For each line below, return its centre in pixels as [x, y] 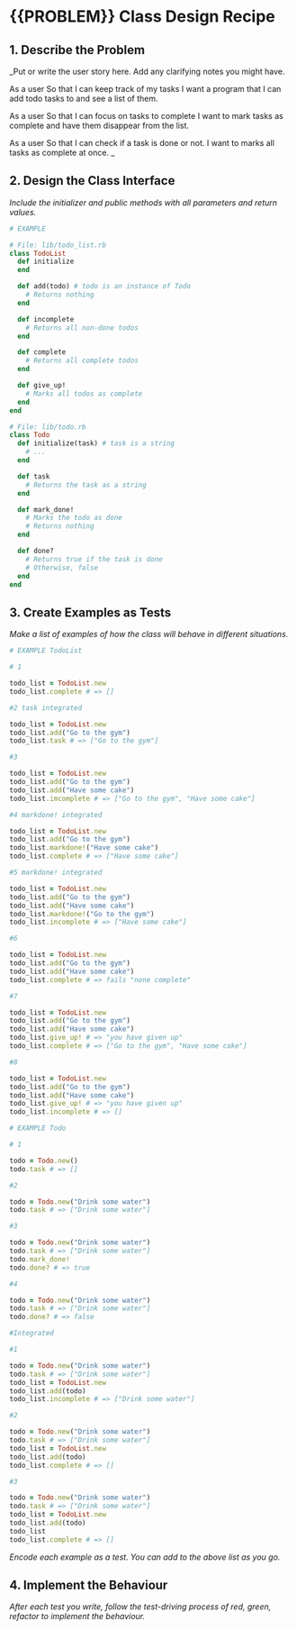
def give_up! [42, 386]
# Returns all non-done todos [82, 328]
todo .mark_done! [40, 1259]
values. [23, 212]
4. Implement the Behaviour [89, 1585]
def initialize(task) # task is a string [96, 443]
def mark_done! [46, 510]
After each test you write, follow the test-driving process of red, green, [140, 1607]
